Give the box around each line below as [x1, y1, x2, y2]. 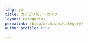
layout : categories [5, 16, 46, 21]
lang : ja [5, 7, 23, 12]
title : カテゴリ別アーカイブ [5, 12, 58, 17]
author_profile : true [5, 26, 50, 31]
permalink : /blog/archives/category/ [5, 21, 84, 26]
